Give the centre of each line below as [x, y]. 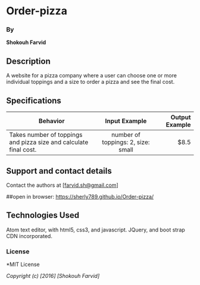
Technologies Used [43, 215]
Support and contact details [59, 171]
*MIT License [23, 264]
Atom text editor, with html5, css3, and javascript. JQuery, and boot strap [96, 230]
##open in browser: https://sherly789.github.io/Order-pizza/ [80, 196]
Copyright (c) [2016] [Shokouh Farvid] [53, 276]
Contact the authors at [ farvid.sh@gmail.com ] [62, 185]
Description [28, 61]
